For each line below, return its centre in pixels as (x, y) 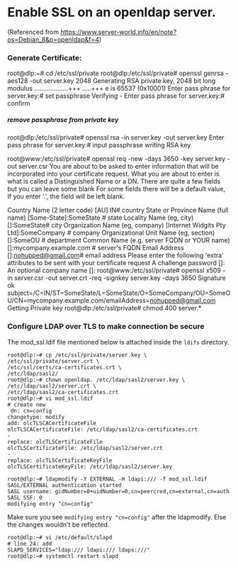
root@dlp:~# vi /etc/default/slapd (60, 537)
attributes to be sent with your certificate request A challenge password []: (116, 263)
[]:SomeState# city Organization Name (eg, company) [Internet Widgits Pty (117, 225)
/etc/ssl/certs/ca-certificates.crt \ (64, 367)
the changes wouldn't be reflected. (58, 524)
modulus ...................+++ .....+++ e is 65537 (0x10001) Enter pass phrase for (119, 89)
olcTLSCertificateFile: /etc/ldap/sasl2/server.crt (85, 448)
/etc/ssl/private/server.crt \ (53, 361)
